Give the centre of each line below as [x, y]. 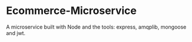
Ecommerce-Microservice [71, 11]
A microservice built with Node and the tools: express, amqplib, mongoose [96, 27]
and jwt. [16, 33]
